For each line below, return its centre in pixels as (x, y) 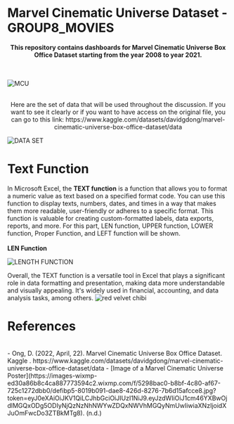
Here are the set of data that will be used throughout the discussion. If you (118, 104)
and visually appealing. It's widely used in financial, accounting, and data (113, 290)
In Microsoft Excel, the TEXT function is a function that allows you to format (117, 188)
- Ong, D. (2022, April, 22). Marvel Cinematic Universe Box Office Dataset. (115, 353)
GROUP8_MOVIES (61, 28)
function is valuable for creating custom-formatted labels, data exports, (111, 218)
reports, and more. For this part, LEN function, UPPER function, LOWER (110, 226)
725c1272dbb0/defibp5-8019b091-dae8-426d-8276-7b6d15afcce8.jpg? (112, 390)
